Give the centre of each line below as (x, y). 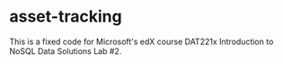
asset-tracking (66, 17)
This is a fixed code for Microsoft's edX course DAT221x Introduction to (141, 41)
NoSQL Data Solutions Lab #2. (66, 50)
